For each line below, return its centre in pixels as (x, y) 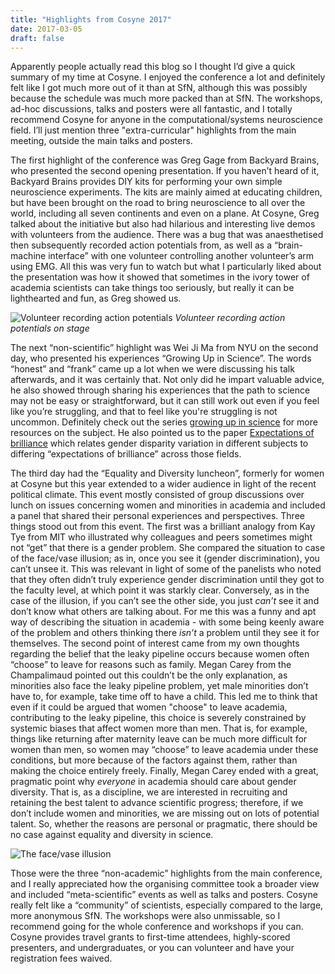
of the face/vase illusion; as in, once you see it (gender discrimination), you (165, 558)
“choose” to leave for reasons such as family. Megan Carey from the (151, 665)
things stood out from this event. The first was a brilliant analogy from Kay (163, 527)
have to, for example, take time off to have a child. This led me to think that (164, 697)
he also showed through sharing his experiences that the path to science (160, 390)
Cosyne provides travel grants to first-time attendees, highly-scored (150, 937)
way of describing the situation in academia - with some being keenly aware (167, 622)
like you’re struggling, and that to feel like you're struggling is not (144, 412)
